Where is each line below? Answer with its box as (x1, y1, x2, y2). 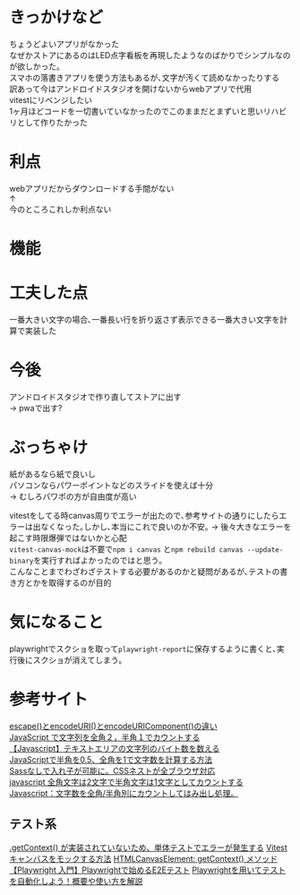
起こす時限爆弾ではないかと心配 (9, 532, 127, 543)
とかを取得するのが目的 (24, 577, 112, 588)
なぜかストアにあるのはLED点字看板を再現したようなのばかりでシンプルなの (9, 49, 291, 60)
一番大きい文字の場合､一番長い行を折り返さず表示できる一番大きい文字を (9, 314, 280, 324)
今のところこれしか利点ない (9, 203, 112, 214)
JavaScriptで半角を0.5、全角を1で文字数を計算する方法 (9, 753, 213, 765)
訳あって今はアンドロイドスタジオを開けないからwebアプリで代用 (9, 83, 253, 94)
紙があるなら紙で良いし (9, 469, 96, 479)
